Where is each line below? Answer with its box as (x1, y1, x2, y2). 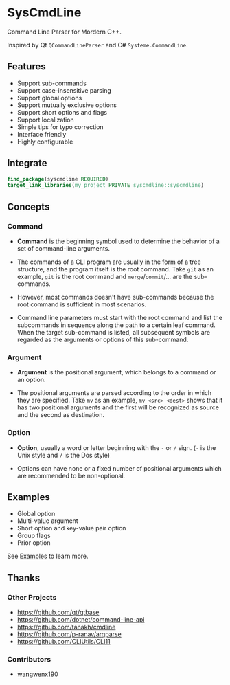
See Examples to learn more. (7, 552, 89, 561)
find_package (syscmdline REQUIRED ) (7, 175, 109, 183)
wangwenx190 (16, 670, 58, 678)
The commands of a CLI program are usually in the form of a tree (16, 258, 201, 266)
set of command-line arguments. (16, 245, 110, 252)
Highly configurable (16, 137, 73, 146)
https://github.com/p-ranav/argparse (16, 630, 122, 638)
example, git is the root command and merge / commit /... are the (16, 273, 193, 280)
